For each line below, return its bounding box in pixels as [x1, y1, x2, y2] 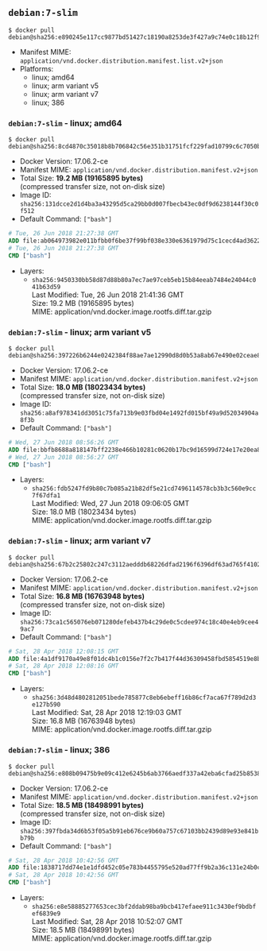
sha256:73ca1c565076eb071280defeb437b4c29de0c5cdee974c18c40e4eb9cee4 [19, 618, 259, 626]
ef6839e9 [31, 910, 61, 918]
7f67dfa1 [31, 492, 61, 500]
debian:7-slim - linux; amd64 [8, 118, 122, 129]
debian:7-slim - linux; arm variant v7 [8, 535, 151, 547]
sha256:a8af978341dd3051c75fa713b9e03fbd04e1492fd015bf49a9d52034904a [19, 409, 259, 417]
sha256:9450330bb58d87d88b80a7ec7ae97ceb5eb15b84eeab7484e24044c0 [31, 276, 257, 284]
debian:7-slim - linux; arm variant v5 [8, 327, 152, 338]
